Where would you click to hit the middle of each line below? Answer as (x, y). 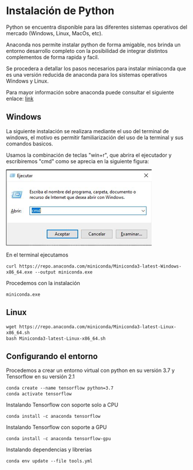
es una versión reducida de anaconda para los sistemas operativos (87, 75)
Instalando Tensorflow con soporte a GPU (56, 427)
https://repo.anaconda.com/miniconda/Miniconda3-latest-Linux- (98, 327)
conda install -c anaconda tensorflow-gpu (58, 439)
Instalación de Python (60, 11)
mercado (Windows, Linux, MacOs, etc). (55, 33)
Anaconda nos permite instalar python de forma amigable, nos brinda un (94, 45)
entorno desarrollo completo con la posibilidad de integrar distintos (87, 50)
